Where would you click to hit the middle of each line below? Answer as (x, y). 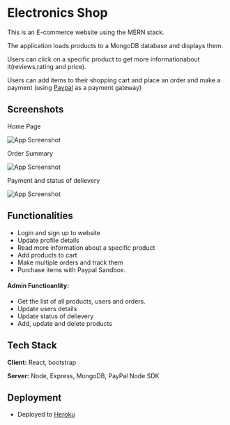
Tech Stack (32, 346)
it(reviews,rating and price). (47, 66)
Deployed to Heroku (46, 415)
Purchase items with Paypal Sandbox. (71, 269)
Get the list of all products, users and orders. (82, 301)
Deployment (34, 397)
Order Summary (30, 153)
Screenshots (36, 110)
